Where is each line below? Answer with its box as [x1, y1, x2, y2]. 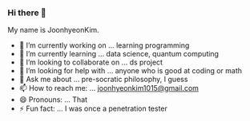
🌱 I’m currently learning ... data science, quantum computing [18, 49, 220, 59]
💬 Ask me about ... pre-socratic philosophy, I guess [18, 75, 188, 84]
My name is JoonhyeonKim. [7, 25, 99, 35]
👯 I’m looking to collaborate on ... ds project [18, 57, 163, 67]
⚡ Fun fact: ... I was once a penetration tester [18, 103, 167, 114]
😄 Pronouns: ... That [18, 95, 88, 104]
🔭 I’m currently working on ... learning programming [18, 41, 190, 50]
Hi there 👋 [7, 7, 47, 18]
